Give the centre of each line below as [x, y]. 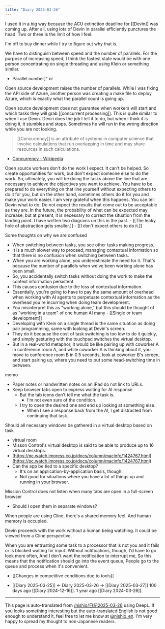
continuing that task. [48, 415]
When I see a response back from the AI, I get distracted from [89, 410]
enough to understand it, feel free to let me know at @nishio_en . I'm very [79, 616]
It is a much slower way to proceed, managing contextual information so [85, 250]
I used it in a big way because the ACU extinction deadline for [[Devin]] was [82, 24]
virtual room [24, 440]
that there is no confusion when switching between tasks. [70, 255]
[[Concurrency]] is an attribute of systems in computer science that [85, 138]
